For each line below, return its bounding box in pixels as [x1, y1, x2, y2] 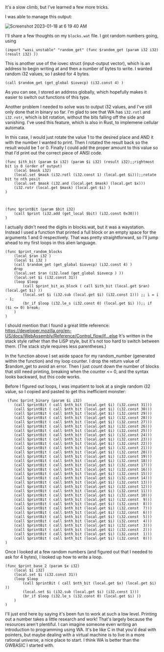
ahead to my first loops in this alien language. [5, 240, 97, 246]
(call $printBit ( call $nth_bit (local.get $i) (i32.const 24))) [14, 433, 152, 437]
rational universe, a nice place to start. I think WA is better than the [5, 637, 140, 643]
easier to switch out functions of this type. [5, 94, 91, 100]
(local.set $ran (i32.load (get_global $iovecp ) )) [14, 271, 124, 276]
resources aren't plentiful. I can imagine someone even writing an [5, 621, 137, 627]
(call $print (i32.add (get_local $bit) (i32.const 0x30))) [14, 211, 139, 216]
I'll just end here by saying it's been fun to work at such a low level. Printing [5, 611, 157, 617]
